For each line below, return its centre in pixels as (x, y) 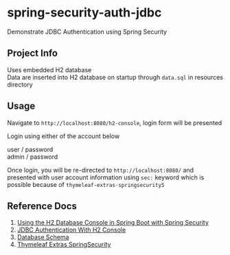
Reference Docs (42, 206)
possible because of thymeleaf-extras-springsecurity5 (86, 184)
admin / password (33, 157)
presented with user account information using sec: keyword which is (106, 177)
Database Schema (43, 237)
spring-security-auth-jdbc (84, 13)
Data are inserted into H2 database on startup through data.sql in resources (115, 77)
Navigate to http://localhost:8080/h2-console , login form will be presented (115, 122)
